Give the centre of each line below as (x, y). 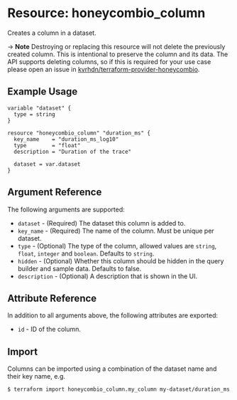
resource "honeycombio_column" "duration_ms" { (79, 133)
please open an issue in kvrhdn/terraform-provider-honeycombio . (104, 69)
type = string (34, 114)
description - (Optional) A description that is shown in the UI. (108, 276)
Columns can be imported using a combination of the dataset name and (112, 369)
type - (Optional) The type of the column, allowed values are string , (117, 246)
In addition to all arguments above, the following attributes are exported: (113, 315)
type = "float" (47, 145)
